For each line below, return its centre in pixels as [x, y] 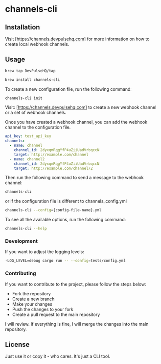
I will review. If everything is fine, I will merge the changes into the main [77, 324]
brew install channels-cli [33, 79]
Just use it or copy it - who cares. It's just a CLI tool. [57, 356]
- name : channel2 [27, 159]
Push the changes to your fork [43, 309]
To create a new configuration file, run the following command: [69, 89]
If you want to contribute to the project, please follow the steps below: [76, 284]
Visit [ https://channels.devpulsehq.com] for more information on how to [77, 39]
